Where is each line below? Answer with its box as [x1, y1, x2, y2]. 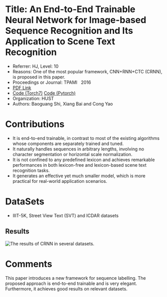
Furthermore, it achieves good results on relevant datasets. [5, 285, 128, 291]
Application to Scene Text [5, 36, 115, 47]
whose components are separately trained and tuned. [12, 140, 124, 146]
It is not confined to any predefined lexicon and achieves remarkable [12, 157, 155, 163]
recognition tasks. [12, 167, 50, 173]
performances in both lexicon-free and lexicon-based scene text [12, 162, 147, 168]
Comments [5, 258, 52, 270]
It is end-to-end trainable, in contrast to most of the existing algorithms [12, 135, 160, 141]
